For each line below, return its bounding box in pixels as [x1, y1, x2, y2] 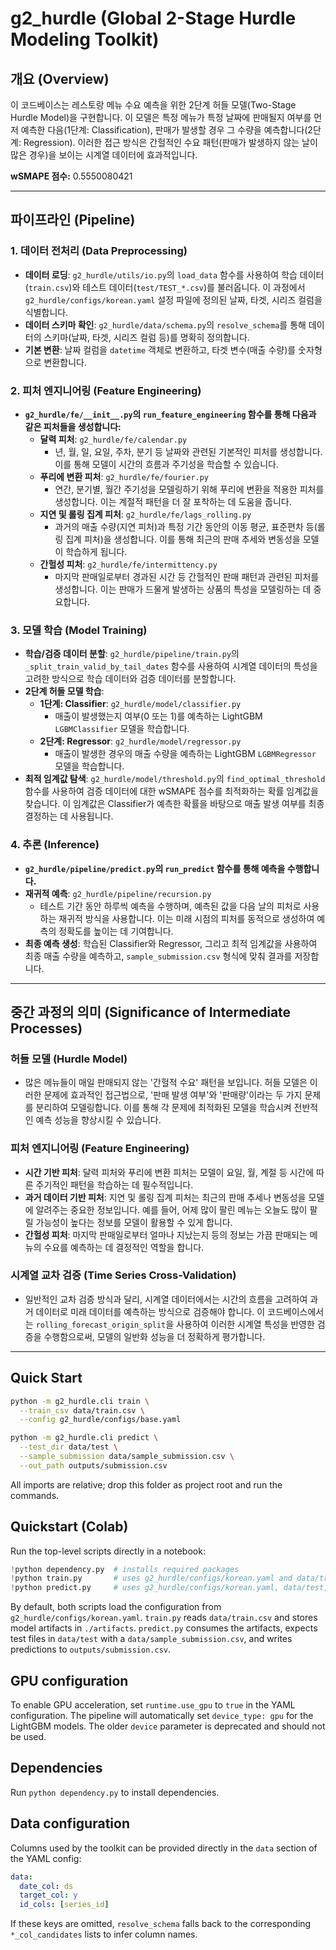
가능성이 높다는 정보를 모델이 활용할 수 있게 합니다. [35, 1216, 233, 1228]
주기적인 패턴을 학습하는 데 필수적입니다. [35, 1178, 194, 1191]
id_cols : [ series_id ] [19, 1900, 110, 1910]
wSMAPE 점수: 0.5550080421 [10, 170, 133, 182]
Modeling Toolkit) [10, 28, 160, 51]
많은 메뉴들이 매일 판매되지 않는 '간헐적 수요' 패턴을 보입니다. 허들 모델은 [24, 1077, 308, 1089]
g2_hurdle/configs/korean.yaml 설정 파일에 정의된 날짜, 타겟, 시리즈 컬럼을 [24, 293, 323, 306]
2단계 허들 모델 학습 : [24, 685, 105, 697]
